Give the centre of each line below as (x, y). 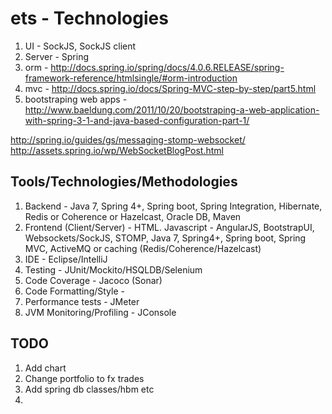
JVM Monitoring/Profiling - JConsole (100, 312)
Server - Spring (56, 56)
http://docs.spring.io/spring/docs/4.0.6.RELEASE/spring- (167, 67)
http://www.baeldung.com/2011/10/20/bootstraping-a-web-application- (172, 109)
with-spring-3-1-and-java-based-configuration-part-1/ (137, 120)
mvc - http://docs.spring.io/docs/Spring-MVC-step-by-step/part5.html (170, 88)
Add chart (45, 368)
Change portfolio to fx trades (84, 378)
